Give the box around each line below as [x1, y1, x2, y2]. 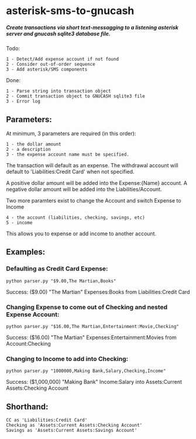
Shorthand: [6, 401, 49, 411]
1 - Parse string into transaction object [6, 88, 111, 94]
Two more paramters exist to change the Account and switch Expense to [6, 197, 181, 204]
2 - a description [6, 146, 51, 152]
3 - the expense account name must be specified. [6, 151, 130, 157]
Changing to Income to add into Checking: [6, 354, 129, 363]
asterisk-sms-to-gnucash [6, 4, 135, 18]
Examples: [6, 247, 46, 257]
